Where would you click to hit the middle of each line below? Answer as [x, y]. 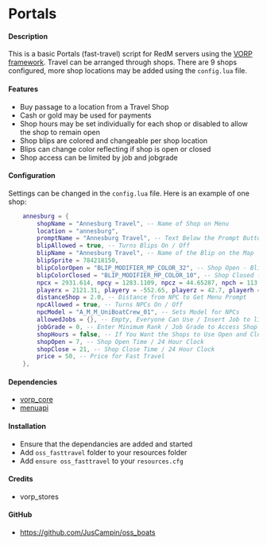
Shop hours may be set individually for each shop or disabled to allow [134, 123]
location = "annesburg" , [78, 231]
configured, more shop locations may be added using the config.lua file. [128, 71]
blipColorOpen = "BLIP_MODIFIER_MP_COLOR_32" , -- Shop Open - [142, 268]
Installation [27, 426]
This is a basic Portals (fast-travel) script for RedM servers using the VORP [130, 54]
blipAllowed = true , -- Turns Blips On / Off [114, 246]
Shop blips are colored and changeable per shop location [114, 141]
